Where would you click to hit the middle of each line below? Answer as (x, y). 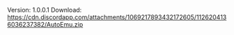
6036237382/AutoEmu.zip (45, 24)
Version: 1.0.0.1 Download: (45, 10)
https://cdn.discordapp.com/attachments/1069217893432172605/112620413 (117, 17)
